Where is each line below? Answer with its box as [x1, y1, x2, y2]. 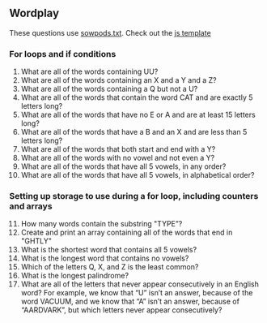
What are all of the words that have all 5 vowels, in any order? [20, 161, 227, 171]
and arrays [9, 200, 53, 212]
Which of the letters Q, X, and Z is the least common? [20, 262, 199, 272]
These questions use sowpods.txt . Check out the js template [9, 28, 211, 37]
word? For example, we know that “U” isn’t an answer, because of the [20, 288, 253, 298]
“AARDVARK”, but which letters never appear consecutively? [20, 305, 222, 315]
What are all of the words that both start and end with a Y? [20, 144, 216, 154]
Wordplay [9, 6, 60, 20]
